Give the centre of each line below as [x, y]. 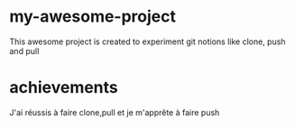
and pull [24, 50]
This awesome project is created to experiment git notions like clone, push [147, 41]
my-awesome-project [92, 17]
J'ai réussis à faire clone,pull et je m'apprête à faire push [115, 112]
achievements [64, 88]
